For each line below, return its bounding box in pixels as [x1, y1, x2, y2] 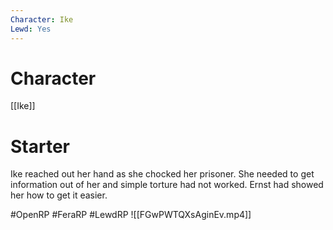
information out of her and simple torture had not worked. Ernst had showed [10, 179, 324, 191]
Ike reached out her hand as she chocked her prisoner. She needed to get [10, 168, 315, 180]
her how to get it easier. [10, 189, 108, 201]
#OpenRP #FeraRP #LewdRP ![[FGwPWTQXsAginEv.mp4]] [10, 209, 252, 221]
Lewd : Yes [10, 24, 52, 34]
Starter [10, 135, 70, 158]
